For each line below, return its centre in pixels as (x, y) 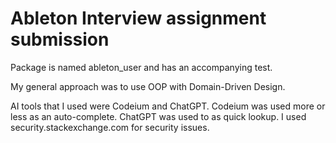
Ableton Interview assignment (138, 18)
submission (60, 39)
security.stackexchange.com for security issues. (110, 127)
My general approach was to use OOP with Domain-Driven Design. (148, 86)
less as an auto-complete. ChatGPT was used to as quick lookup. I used (158, 116)
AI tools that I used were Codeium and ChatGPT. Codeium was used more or (168, 106)
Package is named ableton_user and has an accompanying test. (141, 67)
